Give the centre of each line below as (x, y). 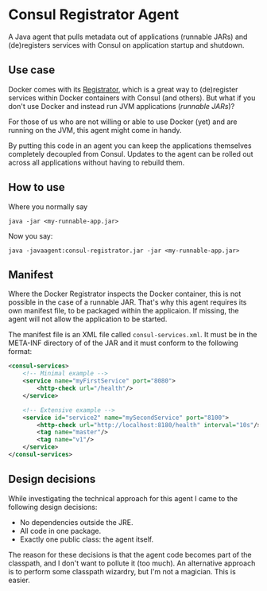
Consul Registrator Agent (94, 15)
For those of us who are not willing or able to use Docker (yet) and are (123, 122)
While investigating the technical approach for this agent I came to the (123, 498)
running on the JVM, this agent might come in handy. (95, 130)
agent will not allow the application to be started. (88, 319)
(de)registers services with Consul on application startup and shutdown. (126, 45)
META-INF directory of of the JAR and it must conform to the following (123, 343)
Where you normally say (48, 206)
